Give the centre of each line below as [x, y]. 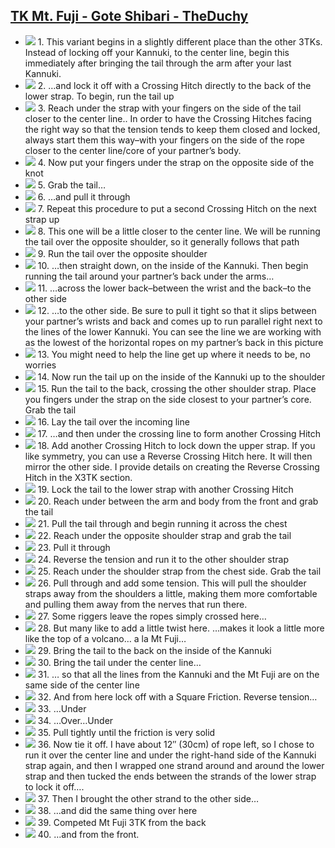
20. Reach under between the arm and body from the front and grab [178, 501]
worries [40, 365]
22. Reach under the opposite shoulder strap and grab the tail [164, 535]
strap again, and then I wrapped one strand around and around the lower [174, 765]
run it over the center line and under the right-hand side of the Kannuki [170, 755]
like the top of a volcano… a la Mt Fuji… [105, 638]
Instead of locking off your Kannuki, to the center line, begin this [157, 52]
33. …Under [62, 708]
